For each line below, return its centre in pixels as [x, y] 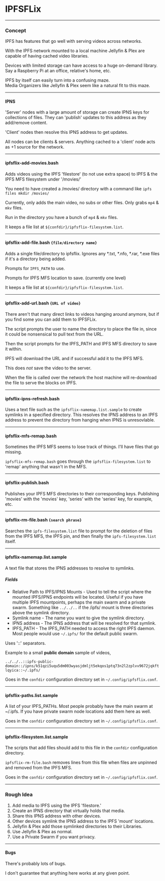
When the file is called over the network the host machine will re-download [81, 378]
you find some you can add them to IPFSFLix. [51, 319]
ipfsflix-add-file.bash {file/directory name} [51, 243]
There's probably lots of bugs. [36, 863]
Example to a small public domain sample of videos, [58, 653]
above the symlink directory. [41, 613]
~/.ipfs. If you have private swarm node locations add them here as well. [78, 711]
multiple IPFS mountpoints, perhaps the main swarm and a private [79, 602]
